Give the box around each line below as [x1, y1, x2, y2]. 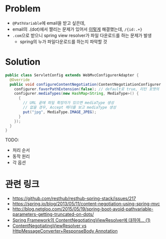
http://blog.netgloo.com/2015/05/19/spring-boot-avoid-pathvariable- [12, 206, 154, 212]
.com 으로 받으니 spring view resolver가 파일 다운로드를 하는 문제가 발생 [12, 32, 152, 38]
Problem [5, 3, 41, 14]
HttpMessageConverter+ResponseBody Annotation [12, 228, 118, 234]
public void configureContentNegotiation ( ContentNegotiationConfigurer [9, 82, 162, 87]
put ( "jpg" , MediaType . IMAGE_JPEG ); [23, 110, 97, 115]
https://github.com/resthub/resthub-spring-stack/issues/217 [12, 195, 136, 201]
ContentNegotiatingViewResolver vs [12, 223, 87, 229]
